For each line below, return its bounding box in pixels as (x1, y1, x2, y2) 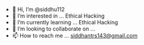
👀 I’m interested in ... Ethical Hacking (12, 12, 105, 19)
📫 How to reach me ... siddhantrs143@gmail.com (12, 32, 138, 39)
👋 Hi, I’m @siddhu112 (12, 6, 65, 13)
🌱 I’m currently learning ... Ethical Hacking (12, 19, 118, 26)
